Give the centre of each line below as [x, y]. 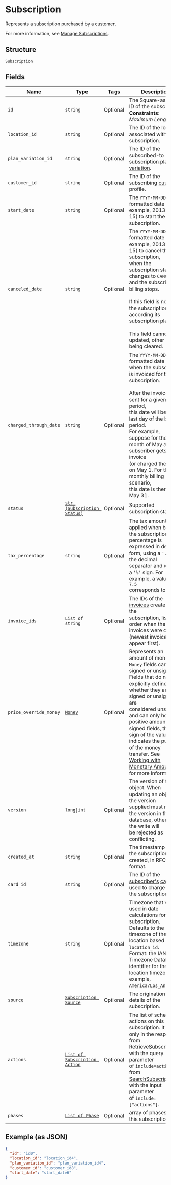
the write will [144, 826]
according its [145, 314]
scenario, [140, 482]
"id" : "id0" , [24, 1154]
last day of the [146, 419]
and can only [145, 715]
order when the [147, 624]
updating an [143, 794]
